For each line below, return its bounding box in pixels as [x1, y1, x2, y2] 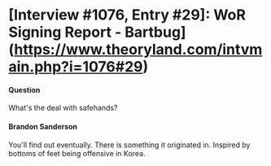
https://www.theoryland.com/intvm [14, 41, 263, 59]
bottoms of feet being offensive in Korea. [8, 148, 146, 158]
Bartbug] [125, 23, 186, 41]
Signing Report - [8, 23, 122, 41]
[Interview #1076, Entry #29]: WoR [8, 6, 247, 24]
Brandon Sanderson [8, 121, 78, 131]
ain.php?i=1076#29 [8, 58, 144, 76]
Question [8, 85, 41, 94]
